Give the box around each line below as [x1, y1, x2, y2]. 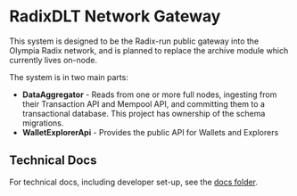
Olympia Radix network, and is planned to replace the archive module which [9, 45, 289, 55]
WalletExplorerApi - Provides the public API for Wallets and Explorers [21, 127, 279, 137]
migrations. [21, 118, 64, 128]
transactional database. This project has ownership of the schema [21, 108, 266, 118]
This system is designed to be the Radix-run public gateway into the [9, 36, 260, 46]
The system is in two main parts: [9, 71, 129, 82]
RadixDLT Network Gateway [9, 6, 221, 27]
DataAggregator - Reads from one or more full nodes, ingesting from [21, 89, 277, 100]
